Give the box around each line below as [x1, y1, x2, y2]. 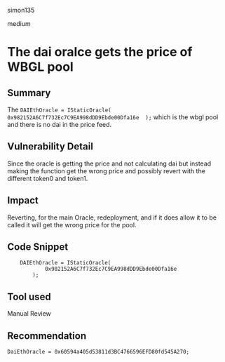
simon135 [7, 6, 35, 14]
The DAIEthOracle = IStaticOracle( [7, 105, 112, 114]
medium [7, 20, 31, 27]
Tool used [7, 290, 51, 302]
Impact [7, 194, 39, 206]
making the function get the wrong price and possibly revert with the [7, 166, 205, 175]
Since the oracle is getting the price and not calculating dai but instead [7, 159, 212, 168]
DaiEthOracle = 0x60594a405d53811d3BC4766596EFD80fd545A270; [7, 349, 190, 356]
